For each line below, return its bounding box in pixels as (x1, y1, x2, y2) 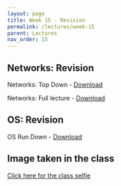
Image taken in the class (7, 153, 115, 164)
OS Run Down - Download (7, 132, 82, 141)
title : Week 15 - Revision (7, 17, 86, 24)
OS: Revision (7, 114, 64, 126)
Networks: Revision (7, 62, 95, 74)
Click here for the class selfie (7, 171, 91, 180)
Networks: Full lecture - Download (7, 93, 106, 102)
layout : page (7, 10, 45, 17)
